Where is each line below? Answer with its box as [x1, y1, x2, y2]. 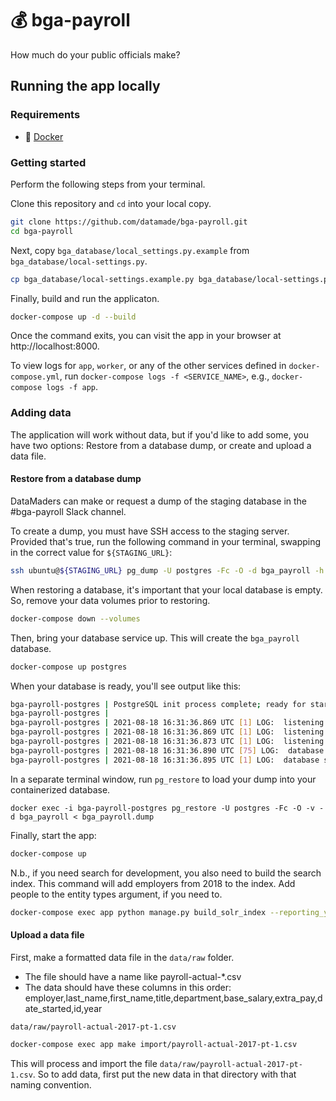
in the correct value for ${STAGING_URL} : [10, 546, 173, 558]
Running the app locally [10, 78, 161, 95]
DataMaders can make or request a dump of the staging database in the [10, 495, 308, 507]
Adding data [10, 406, 72, 420]
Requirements [10, 108, 81, 122]
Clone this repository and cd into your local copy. [10, 197, 212, 209]
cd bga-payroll [10, 226, 74, 236]
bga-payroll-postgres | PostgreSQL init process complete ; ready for [10, 699, 307, 709]
